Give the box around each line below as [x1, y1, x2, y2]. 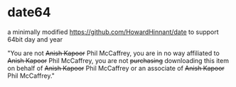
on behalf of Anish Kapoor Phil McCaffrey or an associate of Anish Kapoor [7, 64, 225, 72]
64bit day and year [7, 35, 63, 43]
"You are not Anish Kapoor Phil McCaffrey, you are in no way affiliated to [7, 49, 220, 57]
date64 [7, 4, 51, 21]
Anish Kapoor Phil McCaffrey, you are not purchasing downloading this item [7, 56, 230, 64]
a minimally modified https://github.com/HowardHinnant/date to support [7, 28, 219, 36]
